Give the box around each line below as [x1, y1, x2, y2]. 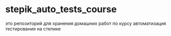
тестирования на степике [5, 25, 61, 31]
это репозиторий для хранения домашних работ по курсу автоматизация [5, 20, 166, 26]
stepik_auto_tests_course [5, 4, 117, 15]
